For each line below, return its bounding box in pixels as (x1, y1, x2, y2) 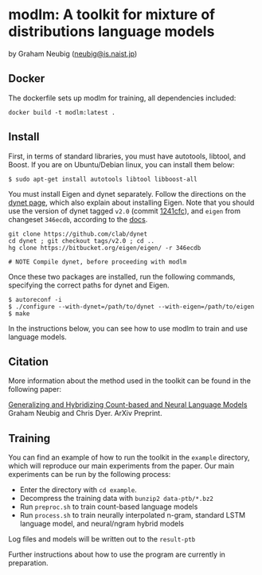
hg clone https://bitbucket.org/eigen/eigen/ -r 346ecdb (8, 244, 201, 252)
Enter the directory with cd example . (19, 485, 137, 495)
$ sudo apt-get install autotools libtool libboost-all (8, 175, 197, 183)
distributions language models (8, 22, 215, 41)
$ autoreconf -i (8, 295, 62, 303)
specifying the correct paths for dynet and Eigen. (8, 280, 170, 290)
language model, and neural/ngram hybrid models (19, 519, 185, 529)
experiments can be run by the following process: (8, 470, 171, 479)
